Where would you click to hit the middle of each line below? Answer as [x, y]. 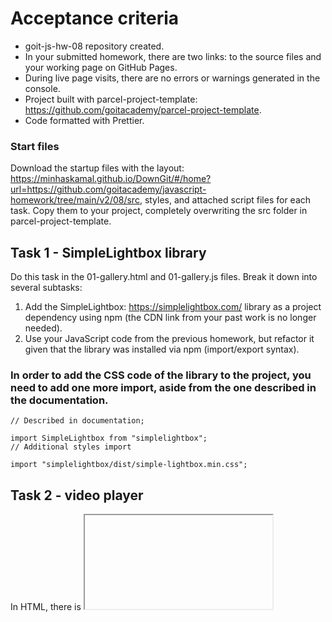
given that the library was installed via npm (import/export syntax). [162, 349]
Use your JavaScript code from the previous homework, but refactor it [169, 339]
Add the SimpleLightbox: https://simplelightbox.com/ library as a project [173, 307]
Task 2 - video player [77, 495]
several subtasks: [46, 288]
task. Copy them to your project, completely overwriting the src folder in [159, 211]
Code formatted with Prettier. [84, 120]
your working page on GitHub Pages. [101, 67]
